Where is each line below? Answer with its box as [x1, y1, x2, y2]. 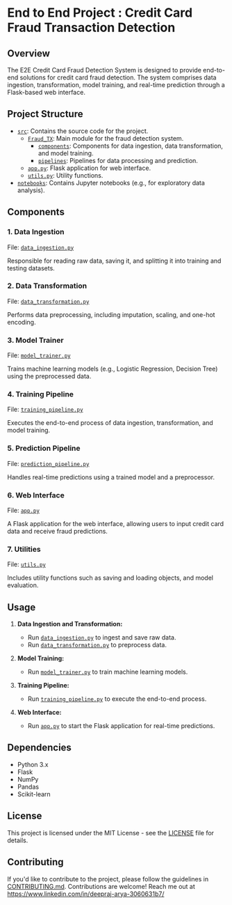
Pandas [17, 782, 40, 791]
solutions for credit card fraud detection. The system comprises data [19, 73, 217, 82]
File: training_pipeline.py [7, 405, 83, 414]
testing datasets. [7, 263, 56, 272]
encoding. [7, 318, 36, 326]
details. [7, 836, 28, 844]
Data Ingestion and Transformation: [17, 620, 123, 628]
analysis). [17, 186, 45, 194]
